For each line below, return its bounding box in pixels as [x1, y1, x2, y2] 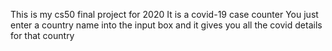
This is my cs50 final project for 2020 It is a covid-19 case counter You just [10, 9, 319, 20]
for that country [10, 30, 75, 41]
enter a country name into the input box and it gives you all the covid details [10, 19, 323, 31]
